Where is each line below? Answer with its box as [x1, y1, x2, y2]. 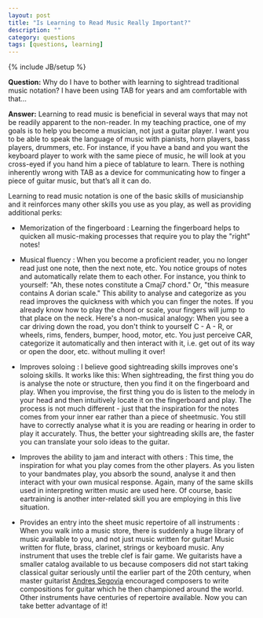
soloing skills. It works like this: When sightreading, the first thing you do [19, 371, 254, 380]
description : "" [8, 26, 61, 34]
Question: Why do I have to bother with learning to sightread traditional [8, 78, 239, 87]
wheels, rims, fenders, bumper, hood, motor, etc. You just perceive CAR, [19, 331, 254, 340]
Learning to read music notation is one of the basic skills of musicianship [8, 192, 244, 201]
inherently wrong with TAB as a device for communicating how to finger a [8, 168, 246, 177]
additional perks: [8, 208, 63, 218]
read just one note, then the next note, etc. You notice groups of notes [19, 264, 247, 273]
